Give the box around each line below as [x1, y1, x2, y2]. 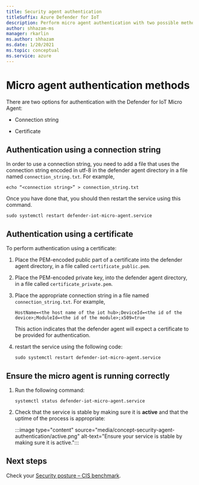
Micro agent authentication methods [6, 78, 190, 92]
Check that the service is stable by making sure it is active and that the [14, 408, 188, 415]
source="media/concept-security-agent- [75, 426, 175, 433]
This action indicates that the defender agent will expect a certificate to [14, 325, 189, 333]
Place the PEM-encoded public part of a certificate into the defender [14, 256, 182, 263]
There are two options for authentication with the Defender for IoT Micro [6, 98, 182, 105]
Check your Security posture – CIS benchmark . [6, 472, 121, 479]
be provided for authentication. [14, 332, 91, 339]
